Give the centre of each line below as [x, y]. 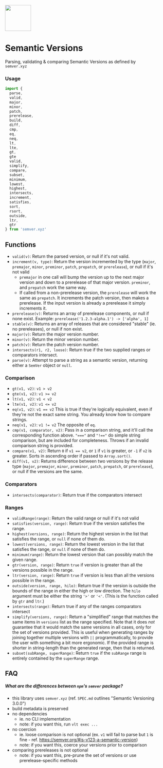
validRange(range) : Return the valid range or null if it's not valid [76, 518]
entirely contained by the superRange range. [55, 658]
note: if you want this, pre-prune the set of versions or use [78, 755]
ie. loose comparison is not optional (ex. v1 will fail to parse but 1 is [86, 735]
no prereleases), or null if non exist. [48, 329]
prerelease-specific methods [48, 761]
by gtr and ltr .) [28, 601]
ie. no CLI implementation [45, 719]
